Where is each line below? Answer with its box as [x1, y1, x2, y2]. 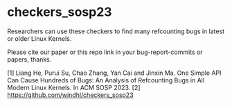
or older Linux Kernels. [7, 34, 72, 42]
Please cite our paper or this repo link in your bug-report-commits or [7, 48, 203, 56]
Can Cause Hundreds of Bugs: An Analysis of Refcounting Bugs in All [7, 76, 205, 84]
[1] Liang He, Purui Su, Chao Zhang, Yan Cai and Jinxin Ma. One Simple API [7, 69, 222, 77]
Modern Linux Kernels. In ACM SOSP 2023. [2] [7, 83, 141, 91]
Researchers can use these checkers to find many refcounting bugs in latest [7, 27, 225, 35]
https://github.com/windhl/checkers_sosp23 [7, 91, 134, 99]
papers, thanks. [7, 55, 52, 63]
